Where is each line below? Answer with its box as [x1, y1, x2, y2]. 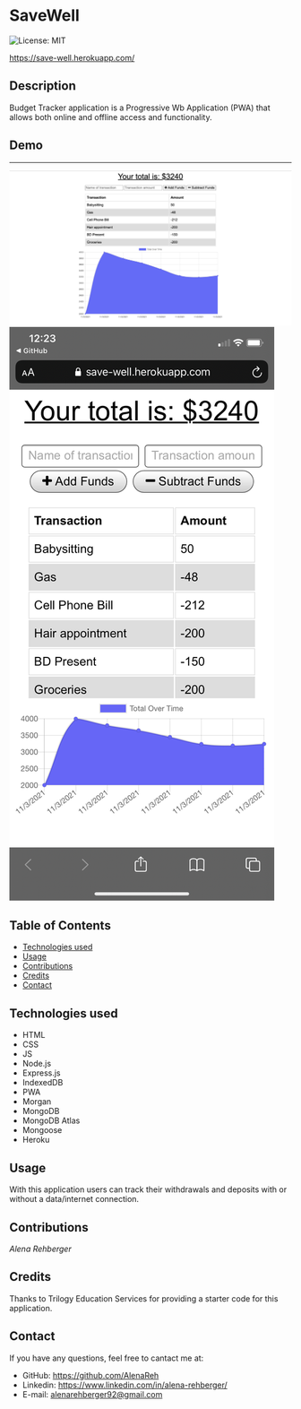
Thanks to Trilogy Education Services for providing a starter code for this [9, 1292, 279, 1304]
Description [9, 78, 76, 94]
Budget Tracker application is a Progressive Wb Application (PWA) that [9, 102, 271, 113]
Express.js [21, 1068, 61, 1078]
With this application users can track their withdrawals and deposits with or [9, 1184, 288, 1195]
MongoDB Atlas [21, 1115, 81, 1126]
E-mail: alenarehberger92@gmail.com [21, 1388, 163, 1399]
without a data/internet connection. [9, 1194, 140, 1205]
